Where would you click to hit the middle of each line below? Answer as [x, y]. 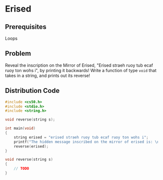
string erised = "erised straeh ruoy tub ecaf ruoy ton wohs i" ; [81, 137]
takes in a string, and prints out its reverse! [48, 75]
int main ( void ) [20, 128]
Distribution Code [32, 91]
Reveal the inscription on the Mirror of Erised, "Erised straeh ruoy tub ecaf [79, 65]
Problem [18, 53]
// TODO [21, 169]
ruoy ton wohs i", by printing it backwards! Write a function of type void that [81, 70]
